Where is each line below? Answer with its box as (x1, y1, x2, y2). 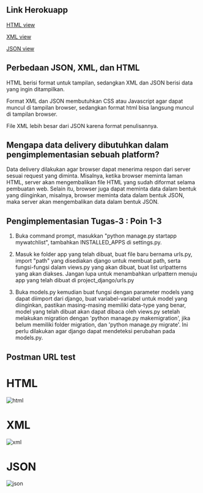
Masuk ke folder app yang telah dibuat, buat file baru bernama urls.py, (15, 250, 193, 258)
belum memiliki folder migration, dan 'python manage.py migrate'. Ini (15, 321, 188, 328)
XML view (6, 33, 32, 40)
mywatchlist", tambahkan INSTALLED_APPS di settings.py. (15, 239, 162, 246)
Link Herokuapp (6, 5, 68, 15)
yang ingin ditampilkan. (6, 85, 65, 92)
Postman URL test (6, 352, 76, 362)
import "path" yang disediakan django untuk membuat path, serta (15, 257, 181, 265)
